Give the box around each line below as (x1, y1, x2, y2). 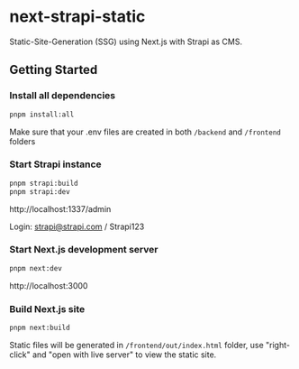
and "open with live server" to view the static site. (32, 349, 217, 360)
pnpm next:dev (9, 263, 63, 272)
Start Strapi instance (9, 158, 102, 171)
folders (9, 135, 36, 146)
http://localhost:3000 (9, 280, 88, 291)
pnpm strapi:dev (9, 187, 70, 196)
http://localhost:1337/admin (9, 203, 112, 214)
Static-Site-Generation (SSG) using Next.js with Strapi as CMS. (9, 36, 243, 47)
